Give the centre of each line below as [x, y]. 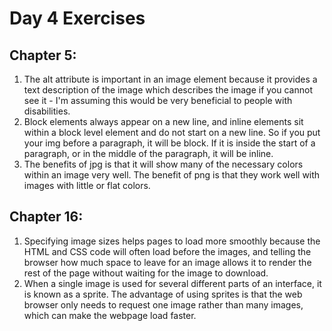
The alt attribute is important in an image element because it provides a [170, 79]
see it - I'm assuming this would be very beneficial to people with [158, 100]
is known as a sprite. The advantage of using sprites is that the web [163, 294]
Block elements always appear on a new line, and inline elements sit [163, 121]
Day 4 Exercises [77, 18]
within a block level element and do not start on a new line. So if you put [172, 132]
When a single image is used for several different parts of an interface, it [172, 283]
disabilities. [47, 111]
